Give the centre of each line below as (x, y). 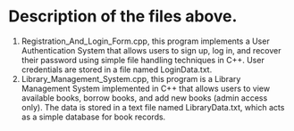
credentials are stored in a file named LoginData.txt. (117, 70)
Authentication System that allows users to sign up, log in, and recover (151, 50)
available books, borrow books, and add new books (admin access (144, 98)
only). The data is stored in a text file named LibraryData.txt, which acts (153, 107)
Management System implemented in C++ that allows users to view (145, 88)
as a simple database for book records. (93, 117)
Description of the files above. (123, 16)
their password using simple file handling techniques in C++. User (143, 60)
